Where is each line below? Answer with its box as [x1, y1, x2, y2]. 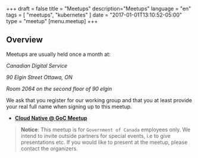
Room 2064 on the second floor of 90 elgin [6, 85, 112, 92]
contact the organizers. [20, 145, 78, 152]
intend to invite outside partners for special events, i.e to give [20, 132, 171, 139]
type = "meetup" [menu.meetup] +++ [6, 18, 98, 24]
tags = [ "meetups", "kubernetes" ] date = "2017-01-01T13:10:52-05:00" [6, 11, 183, 18]
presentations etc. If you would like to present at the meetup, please [20, 138, 188, 146]
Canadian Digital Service [6, 62, 68, 69]
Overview [6, 35, 43, 45]
